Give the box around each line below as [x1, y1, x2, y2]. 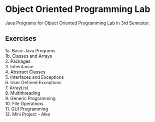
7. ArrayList [5, 85, 28, 91]
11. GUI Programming [5, 106, 48, 112]
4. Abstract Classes [5, 69, 46, 75]
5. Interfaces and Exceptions [5, 74, 64, 80]
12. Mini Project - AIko [5, 111, 50, 117]
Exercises [5, 34, 36, 43]
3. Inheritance [5, 63, 34, 69]
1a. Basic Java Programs [5, 47, 56, 53]
